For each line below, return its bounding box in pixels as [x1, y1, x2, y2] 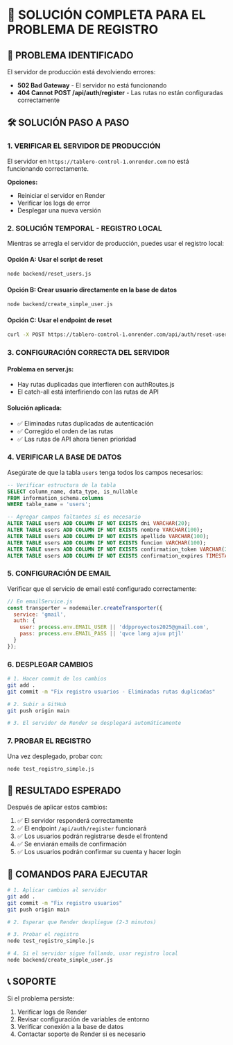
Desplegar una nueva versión [17, 206, 102, 215]
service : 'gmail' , [13, 611, 67, 618]
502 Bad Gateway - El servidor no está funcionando [17, 81, 167, 90]
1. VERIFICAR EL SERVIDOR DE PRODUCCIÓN [7, 141, 161, 151]
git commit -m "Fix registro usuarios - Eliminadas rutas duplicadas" [7, 688, 216, 695]
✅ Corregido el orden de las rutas [17, 427, 114, 435]
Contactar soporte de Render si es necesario [17, 1030, 146, 1038]
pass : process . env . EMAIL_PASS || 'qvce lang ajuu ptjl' [19, 630, 185, 637]
